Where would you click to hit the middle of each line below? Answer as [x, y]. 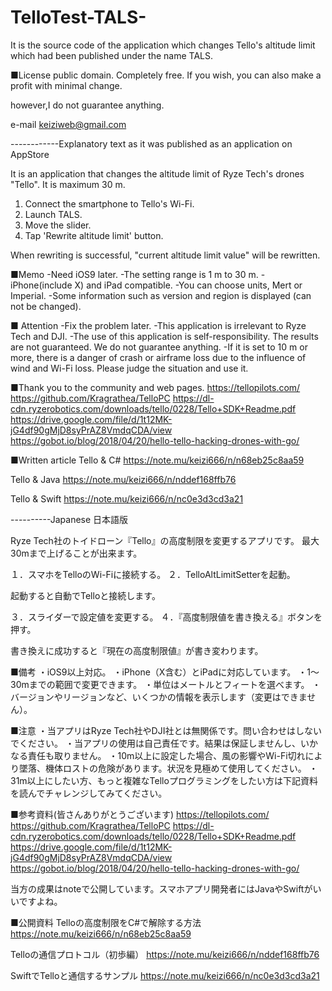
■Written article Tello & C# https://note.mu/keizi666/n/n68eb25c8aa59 [157, 460]
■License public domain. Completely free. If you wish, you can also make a [166, 75]
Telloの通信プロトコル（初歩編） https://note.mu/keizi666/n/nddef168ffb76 [165, 954]
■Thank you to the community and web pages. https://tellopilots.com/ [155, 387]
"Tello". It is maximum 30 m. [68, 184]
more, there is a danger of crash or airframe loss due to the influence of [158, 357]
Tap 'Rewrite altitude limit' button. [94, 235]
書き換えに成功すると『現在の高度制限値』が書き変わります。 [137, 650]
